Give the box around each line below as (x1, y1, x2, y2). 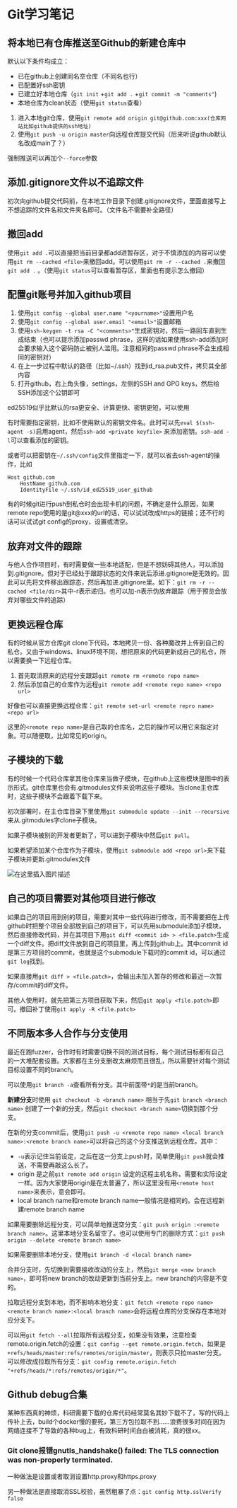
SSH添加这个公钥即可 (17, 388, 80, 397)
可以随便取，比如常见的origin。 (19, 732, 111, 740)
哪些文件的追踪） (19, 596, 69, 604)
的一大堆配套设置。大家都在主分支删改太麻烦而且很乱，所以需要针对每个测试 (7, 1056, 230, 1065)
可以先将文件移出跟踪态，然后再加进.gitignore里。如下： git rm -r (13, 578, 206, 587)
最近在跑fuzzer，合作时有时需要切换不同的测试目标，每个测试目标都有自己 (7, 1047, 224, 1056)
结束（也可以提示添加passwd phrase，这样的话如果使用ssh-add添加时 (23, 335, 229, 344)
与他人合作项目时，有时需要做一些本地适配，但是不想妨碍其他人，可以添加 (7, 560, 224, 569)
